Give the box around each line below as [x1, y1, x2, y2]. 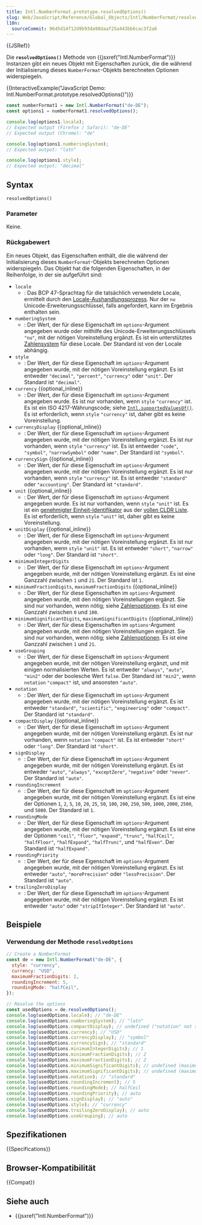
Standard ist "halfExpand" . [23, 845, 90, 852]
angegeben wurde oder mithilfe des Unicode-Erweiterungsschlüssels [23, 327, 196, 334]
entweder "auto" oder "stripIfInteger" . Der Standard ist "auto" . [23, 902, 185, 909]
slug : [6, 14, 20, 20]
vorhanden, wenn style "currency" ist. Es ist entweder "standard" [23, 474, 188, 481]
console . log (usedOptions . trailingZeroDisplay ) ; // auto [6, 1107, 149, 1113]
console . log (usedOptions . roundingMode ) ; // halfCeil [6, 1085, 141, 1091]
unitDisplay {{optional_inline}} [14, 525, 91, 533]
